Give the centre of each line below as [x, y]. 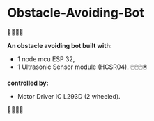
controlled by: [28, 83]
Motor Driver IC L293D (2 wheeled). [69, 96]
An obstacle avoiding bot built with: [60, 45]
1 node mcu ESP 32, [46, 59]
